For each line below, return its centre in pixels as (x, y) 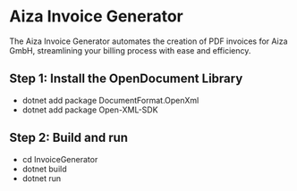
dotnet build (44, 169)
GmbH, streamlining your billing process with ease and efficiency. (130, 50)
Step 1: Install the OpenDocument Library (126, 79)
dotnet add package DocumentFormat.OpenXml (110, 100)
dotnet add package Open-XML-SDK (90, 110)
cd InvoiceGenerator (60, 159)
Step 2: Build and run (68, 138)
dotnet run (42, 178)
